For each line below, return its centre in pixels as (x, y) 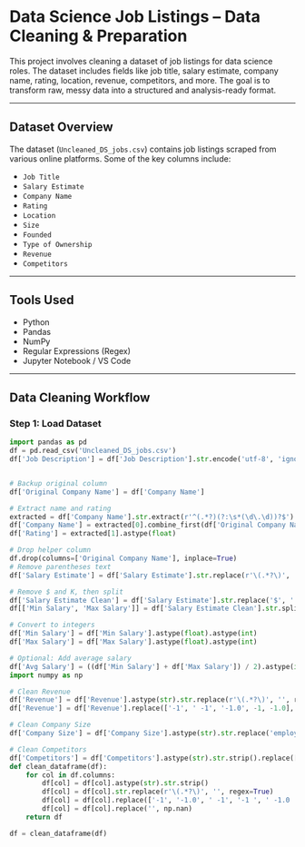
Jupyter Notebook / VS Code (77, 360)
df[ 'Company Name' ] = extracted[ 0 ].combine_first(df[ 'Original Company (148, 525)
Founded (37, 235)
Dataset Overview (61, 128)
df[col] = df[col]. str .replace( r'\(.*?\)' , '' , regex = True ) (158, 792)
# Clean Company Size (50, 725)
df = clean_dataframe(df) (58, 833)
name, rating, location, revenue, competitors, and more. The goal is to (140, 80)
